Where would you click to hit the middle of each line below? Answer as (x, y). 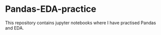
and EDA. (15, 28)
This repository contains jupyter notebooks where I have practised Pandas (80, 23)
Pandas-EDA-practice (51, 9)
